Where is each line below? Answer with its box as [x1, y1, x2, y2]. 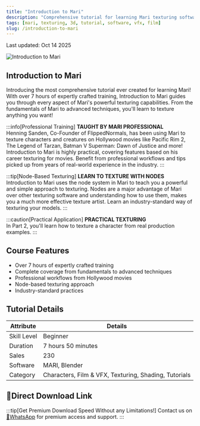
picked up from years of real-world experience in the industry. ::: [6, 161, 165, 169]
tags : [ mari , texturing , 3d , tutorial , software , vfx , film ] [6, 20, 161, 26]
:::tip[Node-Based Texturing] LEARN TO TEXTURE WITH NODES [6, 173, 165, 180]
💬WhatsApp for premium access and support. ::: [6, 413, 124, 420]
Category [9, 371, 36, 379]
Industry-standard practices [14, 287, 84, 294]
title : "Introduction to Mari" [6, 8, 84, 15]
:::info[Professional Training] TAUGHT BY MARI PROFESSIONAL [6, 123, 164, 130]
